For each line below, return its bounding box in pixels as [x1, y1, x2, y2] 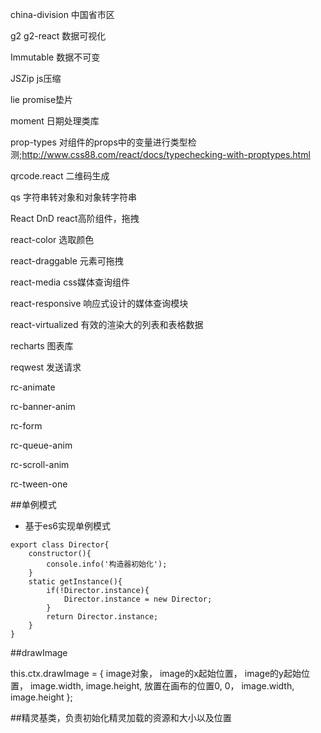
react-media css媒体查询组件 [10, 276, 130, 288]
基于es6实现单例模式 [24, 520, 112, 532]
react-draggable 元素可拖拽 [10, 255, 124, 267]
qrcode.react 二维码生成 [10, 170, 110, 182]
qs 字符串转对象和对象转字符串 [10, 191, 137, 203]
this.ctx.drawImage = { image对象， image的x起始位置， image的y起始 [10, 668, 302, 679]
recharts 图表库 [10, 340, 74, 352]
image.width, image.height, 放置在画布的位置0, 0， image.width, [29, 680, 295, 692]
